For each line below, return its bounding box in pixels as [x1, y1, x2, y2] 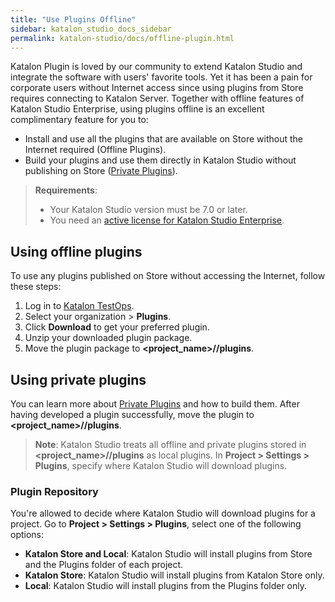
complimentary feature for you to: [10, 114, 149, 126]
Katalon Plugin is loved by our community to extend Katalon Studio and [10, 61, 303, 73]
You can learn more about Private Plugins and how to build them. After [10, 398, 300, 410]
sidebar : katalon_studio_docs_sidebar [10, 24, 172, 34]
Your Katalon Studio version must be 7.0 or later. [49, 204, 248, 216]
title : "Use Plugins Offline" [10, 14, 137, 25]
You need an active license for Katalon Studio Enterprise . [49, 214, 285, 226]
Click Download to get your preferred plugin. [24, 321, 210, 333]
